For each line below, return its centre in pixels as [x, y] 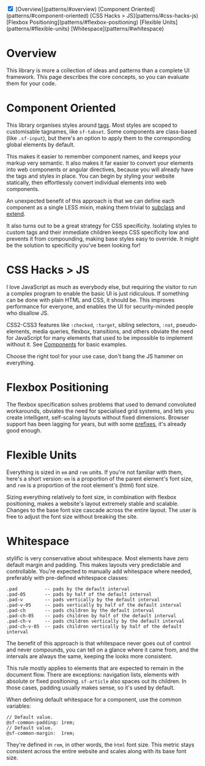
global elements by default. [41, 145]
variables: [19, 706]
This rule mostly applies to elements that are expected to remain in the [95, 668]
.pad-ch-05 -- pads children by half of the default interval [91, 616]
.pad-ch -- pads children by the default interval [80, 610]
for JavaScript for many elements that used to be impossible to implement [99, 337]
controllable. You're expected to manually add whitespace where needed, [99, 571]
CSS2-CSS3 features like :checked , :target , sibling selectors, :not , [91, 325]
